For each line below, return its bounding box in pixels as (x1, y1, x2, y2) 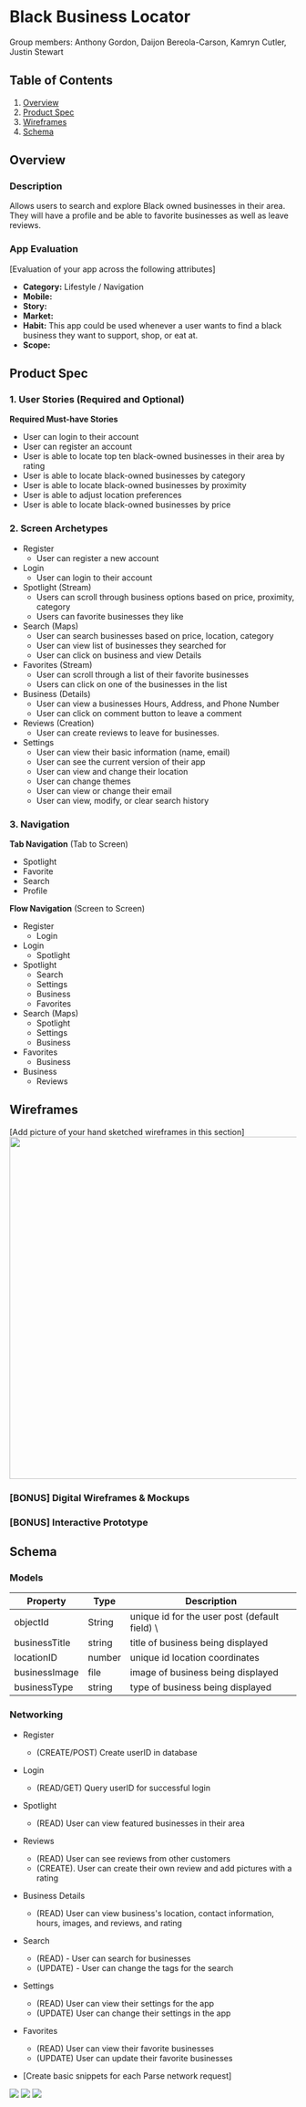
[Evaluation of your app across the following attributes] (9, 263, 216, 275)
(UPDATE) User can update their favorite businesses (36, 2052, 233, 2063)
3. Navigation (9, 818, 70, 830)
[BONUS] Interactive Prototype (9, 1516, 148, 1528)
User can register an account (22, 441, 133, 453)
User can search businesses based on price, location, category (36, 630, 275, 641)
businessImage (14, 1666, 79, 1679)
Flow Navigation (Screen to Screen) (9, 903, 146, 914)
